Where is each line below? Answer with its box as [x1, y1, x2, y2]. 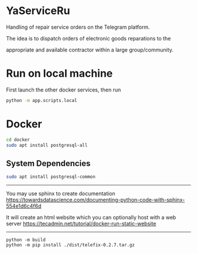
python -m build [6, 237, 46, 243]
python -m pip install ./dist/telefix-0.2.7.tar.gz [6, 242, 135, 248]
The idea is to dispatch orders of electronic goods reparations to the [6, 35, 171, 42]
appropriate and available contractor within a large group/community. [6, 46, 174, 53]
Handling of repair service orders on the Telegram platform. [6, 23, 150, 31]
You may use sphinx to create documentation [6, 190, 116, 197]
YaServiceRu [6, 4, 70, 18]
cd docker [6, 137, 30, 143]
